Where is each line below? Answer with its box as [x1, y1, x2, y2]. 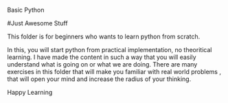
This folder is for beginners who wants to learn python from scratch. [7, 32, 201, 41]
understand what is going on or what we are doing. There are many [7, 60, 198, 68]
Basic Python [7, 6, 45, 14]
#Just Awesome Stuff [7, 19, 68, 27]
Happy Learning [7, 89, 53, 96]
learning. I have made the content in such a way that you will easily [7, 53, 197, 61]
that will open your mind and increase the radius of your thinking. [7, 75, 192, 83]
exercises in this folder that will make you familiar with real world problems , [7, 68, 222, 76]
